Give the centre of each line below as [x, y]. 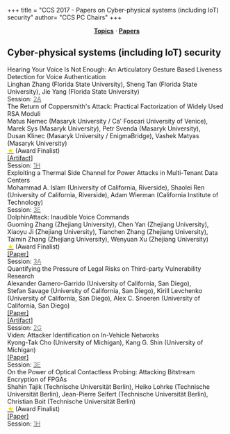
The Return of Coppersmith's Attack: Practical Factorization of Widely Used [115, 106]
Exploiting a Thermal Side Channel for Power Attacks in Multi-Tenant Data [113, 172]
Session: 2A [24, 99]
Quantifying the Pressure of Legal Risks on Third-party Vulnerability [104, 268]
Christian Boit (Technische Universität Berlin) [72, 401]
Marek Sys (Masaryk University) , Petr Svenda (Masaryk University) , [104, 128]
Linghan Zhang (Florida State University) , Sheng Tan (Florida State [102, 84]
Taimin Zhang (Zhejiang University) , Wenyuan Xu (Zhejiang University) [108, 239]
